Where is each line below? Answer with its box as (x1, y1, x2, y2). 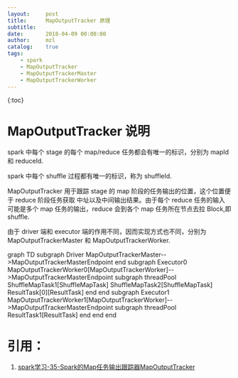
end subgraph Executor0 (114, 258, 188, 266)
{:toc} (7, 96, 24, 104)
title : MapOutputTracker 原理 (7, 17, 111, 24)
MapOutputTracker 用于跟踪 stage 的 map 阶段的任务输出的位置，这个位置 (7, 187, 225, 195)
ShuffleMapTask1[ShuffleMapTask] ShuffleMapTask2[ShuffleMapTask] (7, 281, 213, 289)
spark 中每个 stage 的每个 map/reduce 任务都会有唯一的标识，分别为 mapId (7, 148, 229, 156)
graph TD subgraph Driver (7, 250, 85, 259)
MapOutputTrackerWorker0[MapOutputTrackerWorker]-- (7, 266, 175, 274)
